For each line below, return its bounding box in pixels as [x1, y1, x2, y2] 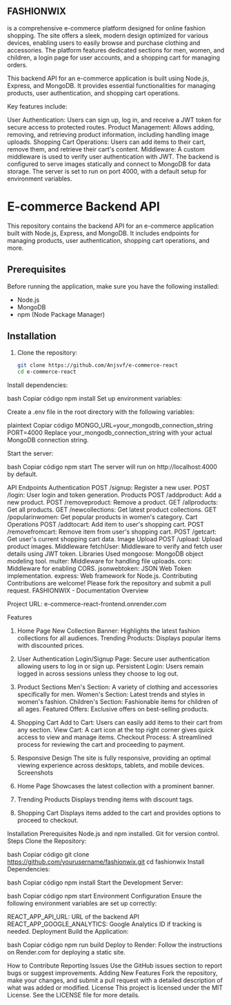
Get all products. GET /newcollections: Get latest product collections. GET [7, 505, 217, 514]
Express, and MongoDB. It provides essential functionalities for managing [7, 81, 216, 89]
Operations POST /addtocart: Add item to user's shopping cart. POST [7, 520, 205, 529]
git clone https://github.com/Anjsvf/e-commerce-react [17, 362, 179, 369]
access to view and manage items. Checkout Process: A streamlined [17, 733, 212, 741]
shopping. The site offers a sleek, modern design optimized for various [7, 31, 209, 39]
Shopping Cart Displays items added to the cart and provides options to [17, 809, 221, 817]
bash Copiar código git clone [7, 851, 90, 859]
